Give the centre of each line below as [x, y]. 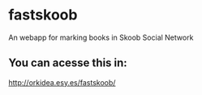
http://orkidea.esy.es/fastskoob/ [62, 82]
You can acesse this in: [68, 63]
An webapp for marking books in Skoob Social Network [101, 37]
